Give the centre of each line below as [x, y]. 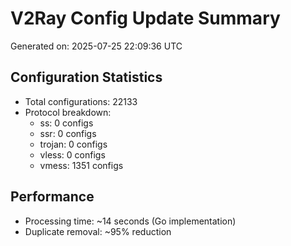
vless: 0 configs [72, 154]
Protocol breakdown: [68, 112]
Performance [52, 197]
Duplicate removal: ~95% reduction [98, 231]
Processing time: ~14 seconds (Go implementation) [130, 221]
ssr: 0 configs [68, 133]
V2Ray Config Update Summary [145, 18]
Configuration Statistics [86, 77]
